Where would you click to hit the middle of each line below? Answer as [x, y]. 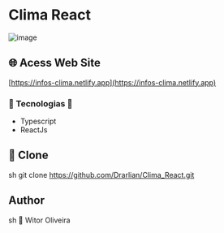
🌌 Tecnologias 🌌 [41, 103]
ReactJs [34, 130]
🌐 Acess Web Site [55, 63]
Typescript [38, 121]
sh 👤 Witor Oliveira [39, 220]
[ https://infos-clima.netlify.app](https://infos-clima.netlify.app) [112, 82]
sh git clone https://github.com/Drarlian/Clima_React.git [101, 175]
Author [26, 201]
